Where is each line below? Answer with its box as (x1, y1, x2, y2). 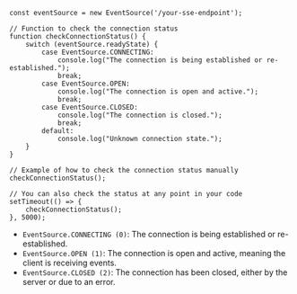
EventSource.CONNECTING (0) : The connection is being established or (22, 229, 276, 239)
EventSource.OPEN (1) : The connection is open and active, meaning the (22, 248, 286, 258)
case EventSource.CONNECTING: (41, 48, 154, 57)
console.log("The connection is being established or (57, 56, 263, 65)
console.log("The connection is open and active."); (57, 87, 258, 96)
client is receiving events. (22, 257, 117, 268)
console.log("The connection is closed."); (57, 111, 223, 120)
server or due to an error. (22, 277, 116, 287)
